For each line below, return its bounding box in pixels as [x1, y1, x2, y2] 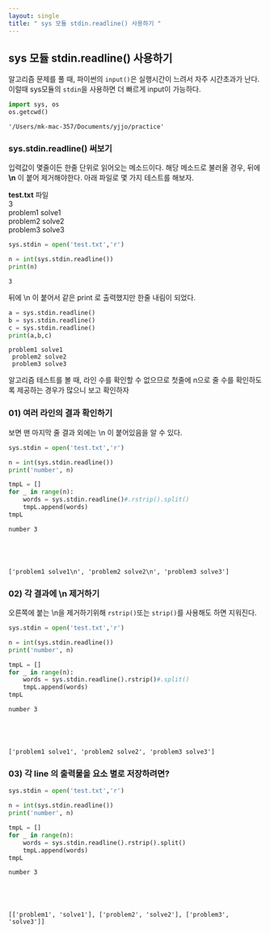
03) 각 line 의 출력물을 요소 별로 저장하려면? [8, 768, 170, 779]
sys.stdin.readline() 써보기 [8, 142, 113, 154]
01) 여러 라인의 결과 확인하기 [8, 408, 113, 419]
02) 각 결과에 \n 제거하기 [8, 587, 99, 599]
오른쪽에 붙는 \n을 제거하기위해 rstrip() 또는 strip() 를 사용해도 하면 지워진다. [8, 608, 257, 617]
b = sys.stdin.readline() [8, 316, 95, 324]
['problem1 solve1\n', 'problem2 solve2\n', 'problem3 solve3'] [8, 567, 230, 575]
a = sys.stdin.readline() [8, 308, 95, 316]
